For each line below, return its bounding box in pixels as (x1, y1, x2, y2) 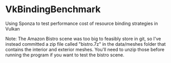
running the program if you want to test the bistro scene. (5, 52, 124, 58)
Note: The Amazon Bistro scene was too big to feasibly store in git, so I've (5, 36, 161, 42)
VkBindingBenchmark (5, 4, 101, 15)
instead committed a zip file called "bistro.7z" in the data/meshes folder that (5, 41, 166, 47)
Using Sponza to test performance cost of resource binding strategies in (5, 20, 158, 26)
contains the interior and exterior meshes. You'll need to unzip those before (5, 46, 165, 52)
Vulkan (5, 25, 20, 31)
